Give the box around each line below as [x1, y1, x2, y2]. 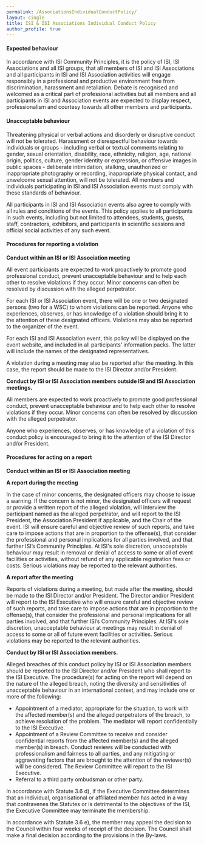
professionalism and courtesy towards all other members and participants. [6, 103, 192, 111]
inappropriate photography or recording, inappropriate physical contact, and [6, 170, 197, 177]
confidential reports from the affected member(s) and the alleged [15, 737, 178, 745]
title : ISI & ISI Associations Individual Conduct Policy [6, 20, 156, 26]
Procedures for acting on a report [6, 454, 92, 461]
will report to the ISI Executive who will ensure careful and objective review [6, 598, 194, 605]
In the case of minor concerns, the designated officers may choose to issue [6, 491, 195, 498]
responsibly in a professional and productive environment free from [6, 77, 175, 85]
